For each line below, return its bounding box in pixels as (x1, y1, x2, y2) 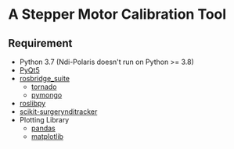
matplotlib (31, 132, 64, 141)
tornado (31, 82, 57, 91)
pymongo (31, 90, 63, 99)
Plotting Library (19, 115, 70, 124)
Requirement (8, 37, 73, 50)
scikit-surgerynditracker (19, 107, 98, 116)
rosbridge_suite (19, 74, 70, 83)
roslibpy (19, 99, 46, 108)
